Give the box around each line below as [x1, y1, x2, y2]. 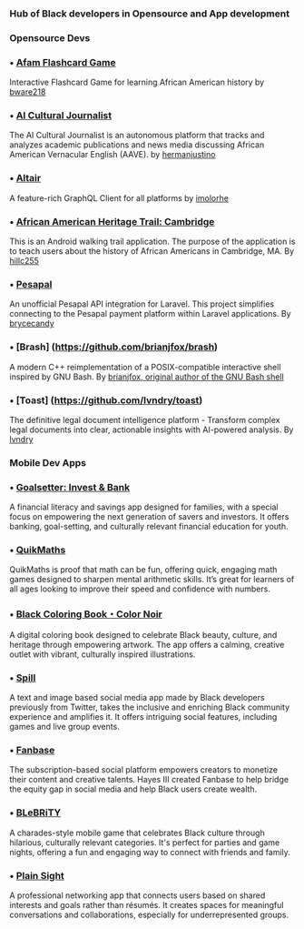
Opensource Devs [9, 31, 91, 44]
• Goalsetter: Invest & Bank [9, 480, 130, 493]
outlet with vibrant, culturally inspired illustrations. [9, 649, 196, 660]
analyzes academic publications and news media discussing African [9, 139, 265, 150]
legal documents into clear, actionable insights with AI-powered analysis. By [9, 424, 294, 435]
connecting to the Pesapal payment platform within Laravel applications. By [9, 308, 292, 319]
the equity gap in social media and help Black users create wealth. [9, 783, 258, 794]
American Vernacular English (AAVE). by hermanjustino [9, 149, 216, 160]
